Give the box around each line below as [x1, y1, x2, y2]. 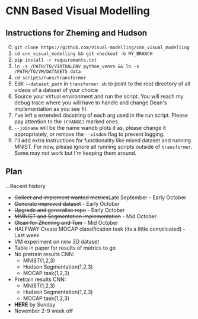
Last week [14, 231, 40, 238]
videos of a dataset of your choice [14, 87, 98, 93]
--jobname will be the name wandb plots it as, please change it [14, 125, 167, 131]
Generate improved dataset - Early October [14, 200, 120, 207]
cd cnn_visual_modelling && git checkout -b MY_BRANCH [14, 51, 153, 57]
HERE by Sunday [14, 301, 56, 308]
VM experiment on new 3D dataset [14, 238, 100, 245]
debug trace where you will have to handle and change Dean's [14, 99, 167, 106]
